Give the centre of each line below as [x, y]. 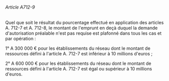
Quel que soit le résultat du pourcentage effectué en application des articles [85, 23]
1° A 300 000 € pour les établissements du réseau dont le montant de [78, 48]
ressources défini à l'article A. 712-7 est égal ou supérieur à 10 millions [79, 69]
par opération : [21, 39]
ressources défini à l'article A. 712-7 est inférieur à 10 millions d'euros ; [79, 54]
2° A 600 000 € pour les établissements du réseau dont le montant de [78, 63]
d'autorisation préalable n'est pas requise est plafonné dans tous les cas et [83, 33]
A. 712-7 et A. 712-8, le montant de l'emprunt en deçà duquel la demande [81, 28]
